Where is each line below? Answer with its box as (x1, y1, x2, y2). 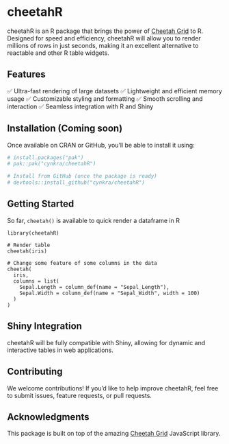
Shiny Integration (7, 320, 82, 332)
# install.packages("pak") (7, 154, 84, 161)
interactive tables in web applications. (7, 346, 114, 354)
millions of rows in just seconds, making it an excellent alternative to (7, 41, 199, 49)
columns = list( (13, 277, 59, 285)
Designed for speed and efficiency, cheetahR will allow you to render (7, 34, 202, 42)
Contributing (7, 366, 63, 377)
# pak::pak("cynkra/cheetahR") (7, 161, 96, 167)
